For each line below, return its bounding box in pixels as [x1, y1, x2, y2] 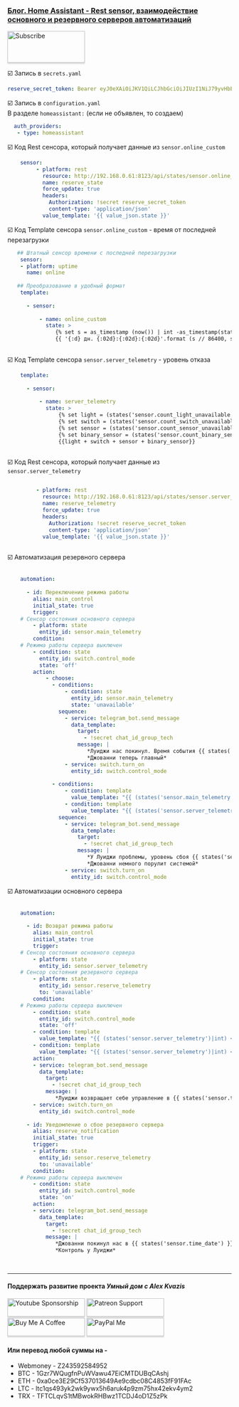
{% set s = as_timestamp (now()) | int [55, 329, 174, 336]
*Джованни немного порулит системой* [86, 860, 199, 867]
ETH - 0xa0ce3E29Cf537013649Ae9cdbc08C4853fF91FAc [17, 1376, 192, 1386]
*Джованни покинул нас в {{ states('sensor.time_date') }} [55, 1240, 234, 1248]
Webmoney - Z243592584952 [17, 1361, 108, 1370]
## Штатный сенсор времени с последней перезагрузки [16, 249, 176, 256]
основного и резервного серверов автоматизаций [7, 14, 192, 24]
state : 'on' [38, 1194, 75, 1201]
